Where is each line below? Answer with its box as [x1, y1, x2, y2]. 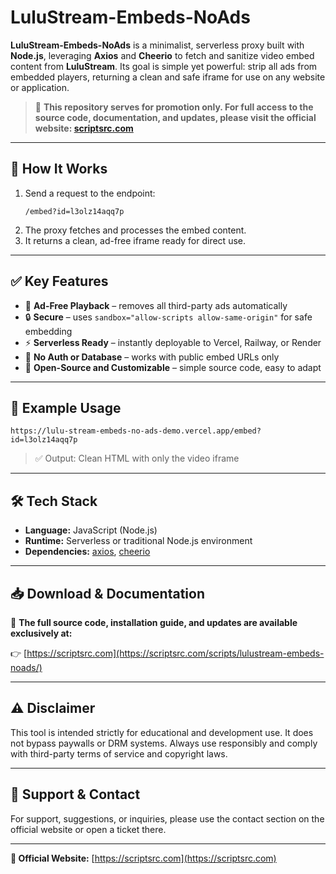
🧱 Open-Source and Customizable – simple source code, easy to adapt [24, 361, 322, 373]
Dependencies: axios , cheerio [24, 546, 151, 558]
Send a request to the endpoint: [24, 187, 156, 199]
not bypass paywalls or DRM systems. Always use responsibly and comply [10, 737, 318, 749]
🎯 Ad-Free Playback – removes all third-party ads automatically [24, 299, 288, 311]
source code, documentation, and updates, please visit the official [34, 111, 317, 123]
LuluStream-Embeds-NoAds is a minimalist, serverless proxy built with [10, 39, 305, 51]
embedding [24, 325, 73, 337]
